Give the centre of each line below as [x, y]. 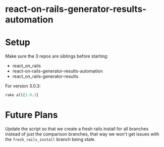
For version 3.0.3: [23, 86]
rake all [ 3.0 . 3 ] [22, 95]
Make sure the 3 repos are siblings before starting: [57, 56]
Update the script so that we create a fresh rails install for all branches [77, 129]
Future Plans [31, 115]
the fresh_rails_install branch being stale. [50, 139]
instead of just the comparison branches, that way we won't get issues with [82, 134]
